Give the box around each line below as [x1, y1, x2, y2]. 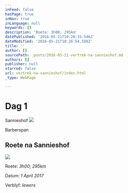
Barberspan [5, 127, 29, 132]
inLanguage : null [5, 21, 41, 26]
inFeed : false [5, 7, 34, 12]
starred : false [5, 66, 36, 71]
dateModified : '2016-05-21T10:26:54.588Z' [5, 39, 93, 44]
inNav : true [5, 16, 29, 21]
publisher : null [5, 62, 38, 66]
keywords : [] [5, 25, 32, 30]
